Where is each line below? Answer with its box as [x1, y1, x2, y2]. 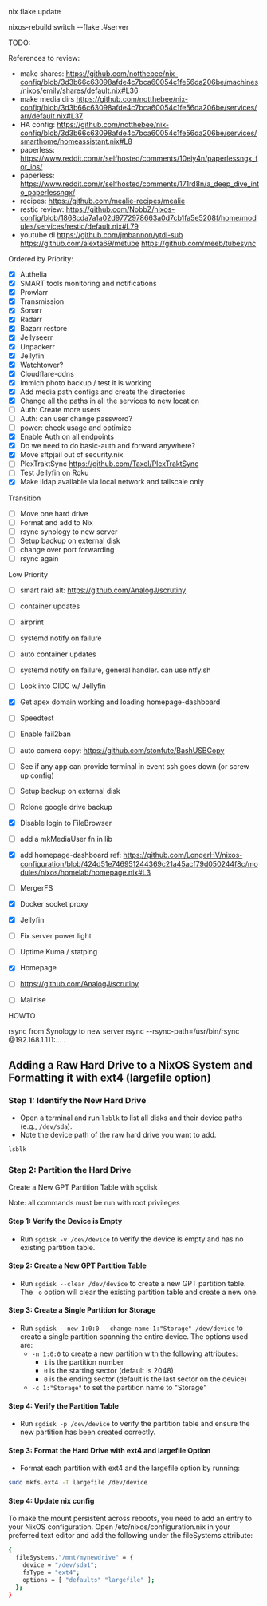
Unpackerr [19, 341, 56, 351]
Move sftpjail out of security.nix [19, 450, 124, 460]
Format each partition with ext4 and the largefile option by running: [19, 1463, 241, 1473]
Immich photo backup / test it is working [19, 377, 152, 387]
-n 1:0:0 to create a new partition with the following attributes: [31, 1349, 238, 1358]
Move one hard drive [19, 508, 88, 518]
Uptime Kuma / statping [19, 947, 98, 957]
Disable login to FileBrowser [19, 818, 112, 827]
